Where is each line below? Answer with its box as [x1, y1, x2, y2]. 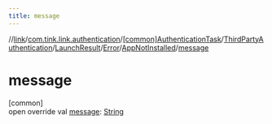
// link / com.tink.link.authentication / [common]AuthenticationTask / [8, 34, 224, 44]
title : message [8, 11, 60, 20]
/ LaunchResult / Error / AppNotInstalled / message [52, 42, 209, 53]
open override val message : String [8, 106, 125, 116]
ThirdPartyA [223, 34, 264, 44]
